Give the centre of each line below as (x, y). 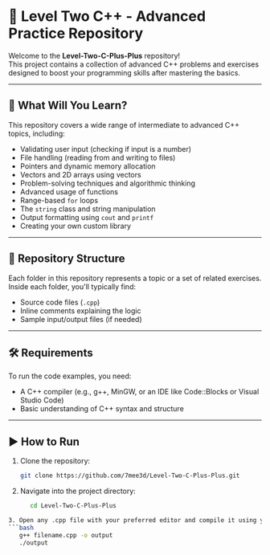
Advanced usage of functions (69, 191)
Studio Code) (42, 400)
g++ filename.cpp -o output (66, 535)
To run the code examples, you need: (70, 376)
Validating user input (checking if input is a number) (105, 149)
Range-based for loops (59, 200)
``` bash (21, 528)
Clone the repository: (55, 461)
